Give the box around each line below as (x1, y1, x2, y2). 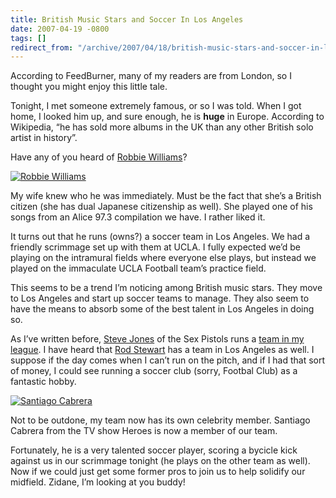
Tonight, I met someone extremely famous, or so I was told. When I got (10, 100, 302, 112)
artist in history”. (10, 132, 78, 144)
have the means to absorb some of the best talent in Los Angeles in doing (10, 303, 315, 315)
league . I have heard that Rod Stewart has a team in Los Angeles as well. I (10, 344, 315, 356)
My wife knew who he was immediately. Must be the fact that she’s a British (10, 190, 322, 202)
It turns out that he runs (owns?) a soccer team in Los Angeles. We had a (10, 231, 311, 243)
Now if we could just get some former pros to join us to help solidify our (10, 466, 306, 478)
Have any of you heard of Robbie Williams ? (10, 151, 188, 163)
